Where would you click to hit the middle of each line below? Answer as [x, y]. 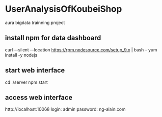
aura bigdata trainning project [35, 23]
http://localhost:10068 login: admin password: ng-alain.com [66, 109]
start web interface [35, 70]
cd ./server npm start [27, 82]
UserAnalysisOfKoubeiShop [64, 9]
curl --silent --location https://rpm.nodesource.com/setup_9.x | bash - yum [81, 49]
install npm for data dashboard [53, 38]
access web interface [39, 97]
